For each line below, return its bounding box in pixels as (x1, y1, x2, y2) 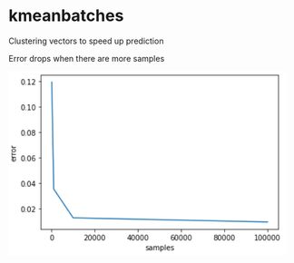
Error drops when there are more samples (8, 53, 165, 63)
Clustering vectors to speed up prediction (8, 35, 164, 46)
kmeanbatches (8, 5, 124, 26)
